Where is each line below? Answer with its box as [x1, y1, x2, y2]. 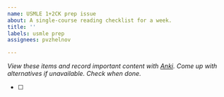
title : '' [7, 23, 37, 30]
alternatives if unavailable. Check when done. [7, 70, 141, 78]
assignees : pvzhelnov [7, 37, 71, 44]
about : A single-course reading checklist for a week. [7, 17, 172, 24]
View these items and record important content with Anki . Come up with [7, 62, 218, 70]
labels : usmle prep [7, 30, 65, 37]
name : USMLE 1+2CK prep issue [7, 10, 97, 18]
